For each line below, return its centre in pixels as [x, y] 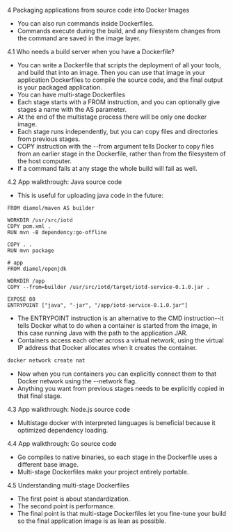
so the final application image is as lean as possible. [92, 521]
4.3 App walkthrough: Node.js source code [69, 409]
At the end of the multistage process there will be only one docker [112, 117]
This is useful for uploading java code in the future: [90, 195]
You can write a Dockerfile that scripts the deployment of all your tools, [119, 65]
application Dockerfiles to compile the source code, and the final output [120, 80]
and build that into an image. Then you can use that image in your [111, 73]
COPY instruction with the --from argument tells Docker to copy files [115, 146]
